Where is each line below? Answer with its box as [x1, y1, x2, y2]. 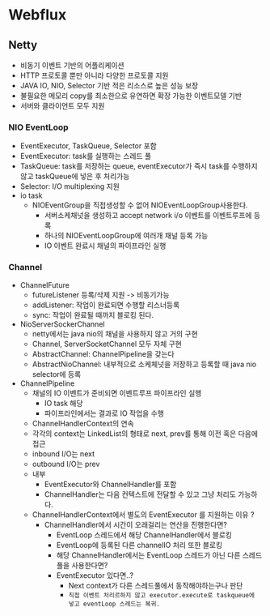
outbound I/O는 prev [32, 459, 100, 468]
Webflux [8, 6, 67, 24]
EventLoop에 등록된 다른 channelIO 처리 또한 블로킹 [56, 540, 223, 550]
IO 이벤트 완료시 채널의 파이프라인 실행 [44, 241, 167, 250]
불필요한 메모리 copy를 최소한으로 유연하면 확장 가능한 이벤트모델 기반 [19, 91, 243, 101]
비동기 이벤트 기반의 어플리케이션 [19, 61, 124, 70]
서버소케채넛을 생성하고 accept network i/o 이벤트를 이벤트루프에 [44, 211, 252, 220]
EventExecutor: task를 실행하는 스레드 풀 [19, 152, 152, 161]
